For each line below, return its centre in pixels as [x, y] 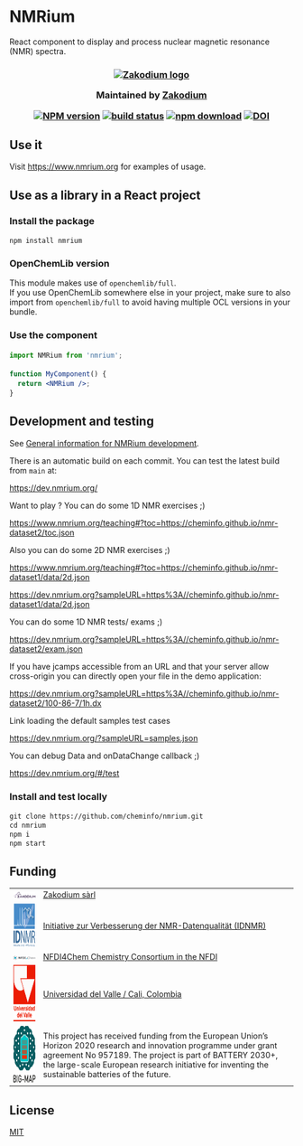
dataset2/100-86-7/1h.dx [55, 703]
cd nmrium [28, 826]
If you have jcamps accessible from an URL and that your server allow [139, 666]
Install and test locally [59, 796]
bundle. [23, 312]
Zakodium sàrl [69, 894]
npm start [28, 844]
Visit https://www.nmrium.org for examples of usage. [108, 167]
